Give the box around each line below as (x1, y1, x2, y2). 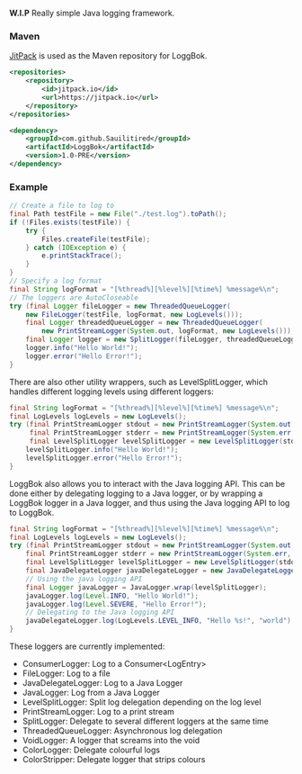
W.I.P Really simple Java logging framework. (9, 8, 175, 18)
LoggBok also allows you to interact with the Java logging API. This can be (9, 478, 286, 489)
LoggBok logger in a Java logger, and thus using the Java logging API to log (9, 497, 290, 508)
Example (9, 180, 49, 193)
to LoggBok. (9, 507, 55, 517)
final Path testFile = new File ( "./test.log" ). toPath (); (9, 210, 227, 219)
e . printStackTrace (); (41, 251, 123, 260)
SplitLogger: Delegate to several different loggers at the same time (22, 715, 270, 727)
